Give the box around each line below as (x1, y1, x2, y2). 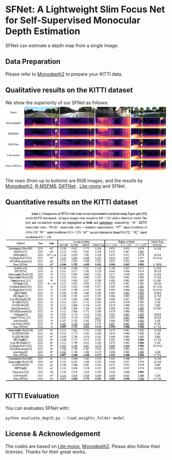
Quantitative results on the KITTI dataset (5, 198, 138, 206)
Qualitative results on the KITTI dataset (5, 86, 133, 94)
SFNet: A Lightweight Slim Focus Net (5, 4, 165, 15)
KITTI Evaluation (5, 391, 59, 400)
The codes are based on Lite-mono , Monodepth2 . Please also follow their (5, 443, 161, 449)
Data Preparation (5, 57, 60, 66)
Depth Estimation (5, 26, 80, 37)
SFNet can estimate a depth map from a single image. (5, 42, 119, 48)
